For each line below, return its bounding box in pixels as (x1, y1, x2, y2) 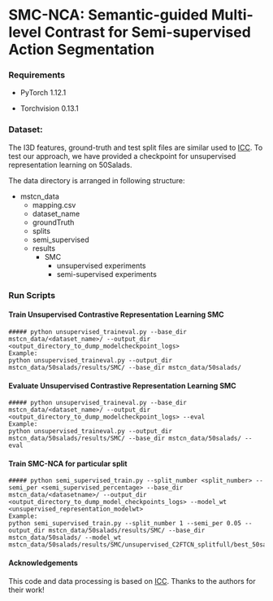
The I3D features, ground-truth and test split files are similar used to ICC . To (8, 143, 263, 152)
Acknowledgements (8, 558, 79, 568)
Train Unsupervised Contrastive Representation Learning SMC (8, 309, 225, 319)
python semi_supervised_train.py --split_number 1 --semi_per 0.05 (8, 520, 242, 528)
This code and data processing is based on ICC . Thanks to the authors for (8, 576, 256, 586)
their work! (8, 585, 45, 594)
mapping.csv (32, 200, 76, 209)
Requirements (8, 69, 66, 81)
